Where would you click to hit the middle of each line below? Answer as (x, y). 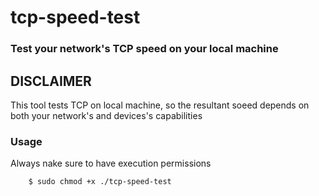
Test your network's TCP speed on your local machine (144, 49)
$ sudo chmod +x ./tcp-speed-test (100, 182)
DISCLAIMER (51, 81)
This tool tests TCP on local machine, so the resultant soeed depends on (160, 105)
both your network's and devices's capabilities (106, 115)
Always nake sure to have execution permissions (111, 163)
